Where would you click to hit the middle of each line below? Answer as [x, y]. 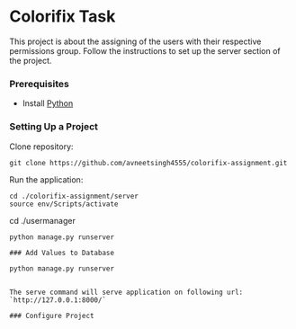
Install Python [48, 103]
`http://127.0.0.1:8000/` [58, 300]
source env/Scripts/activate [64, 204]
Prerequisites [39, 84]
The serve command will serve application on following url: [126, 292]
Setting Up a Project [54, 127]
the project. [31, 60]
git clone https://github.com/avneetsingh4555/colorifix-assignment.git [148, 163]
